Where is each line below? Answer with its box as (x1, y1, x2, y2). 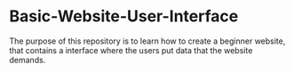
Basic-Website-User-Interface (9, 6, 239, 27)
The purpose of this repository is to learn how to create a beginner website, (9, 36, 286, 46)
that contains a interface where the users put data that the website (9, 44, 253, 55)
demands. (9, 54, 46, 65)
